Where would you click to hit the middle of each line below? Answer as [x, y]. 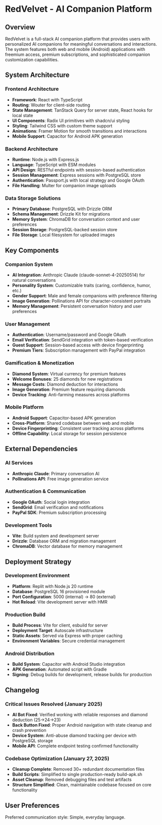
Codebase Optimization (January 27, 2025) [57, 759]
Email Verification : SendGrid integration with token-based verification [83, 340]
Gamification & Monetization [40, 363]
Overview [20, 27]
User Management [28, 324]
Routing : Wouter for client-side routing [51, 105]
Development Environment [37, 576]
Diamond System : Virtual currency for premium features [69, 374]
